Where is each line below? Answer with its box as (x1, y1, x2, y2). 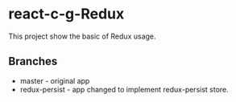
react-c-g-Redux (8, 5, 125, 23)
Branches (8, 55, 58, 68)
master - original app (19, 75, 90, 85)
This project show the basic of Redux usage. (8, 31, 156, 41)
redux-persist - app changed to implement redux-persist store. (19, 84, 230, 94)
